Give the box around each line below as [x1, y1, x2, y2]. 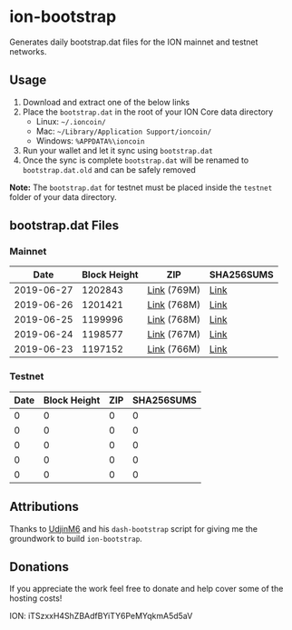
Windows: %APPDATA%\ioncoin [35, 135, 145, 146]
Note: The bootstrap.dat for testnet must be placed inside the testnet [9, 182, 273, 193]
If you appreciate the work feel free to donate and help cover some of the [9, 584, 284, 595]
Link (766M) [147, 343, 201, 355]
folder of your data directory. [9, 191, 118, 202]
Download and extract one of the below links [22, 96, 190, 107]
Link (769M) [147, 284, 201, 296]
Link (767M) [147, 328, 201, 341]
